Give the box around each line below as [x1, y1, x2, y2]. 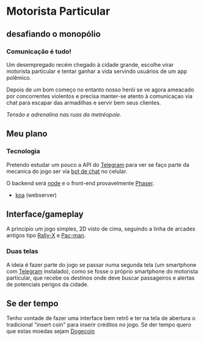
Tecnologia [6, 147, 40, 156]
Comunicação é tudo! [6, 47, 72, 56]
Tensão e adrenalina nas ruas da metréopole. [6, 110, 122, 118]
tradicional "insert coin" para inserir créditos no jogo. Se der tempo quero [6, 321, 191, 329]
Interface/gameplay [6, 209, 84, 219]
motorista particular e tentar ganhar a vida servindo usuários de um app [6, 67, 188, 75]
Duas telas [6, 247, 38, 256]
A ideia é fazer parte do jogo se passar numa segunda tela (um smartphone [6, 261, 197, 268]
